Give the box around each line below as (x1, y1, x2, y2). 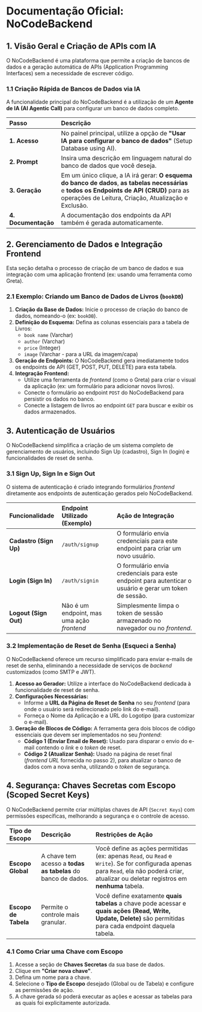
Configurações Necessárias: (14, 693, 89, 700)
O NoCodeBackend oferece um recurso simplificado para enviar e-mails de (6, 655, 193, 662)
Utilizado (61, 511, 88, 520)
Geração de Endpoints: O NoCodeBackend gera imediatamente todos (14, 357, 189, 365)
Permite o (41, 902, 69, 911)
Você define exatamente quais (95, 892, 182, 900)
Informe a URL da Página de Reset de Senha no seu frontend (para (23, 699, 191, 706)
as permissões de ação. (14, 986, 75, 993)
